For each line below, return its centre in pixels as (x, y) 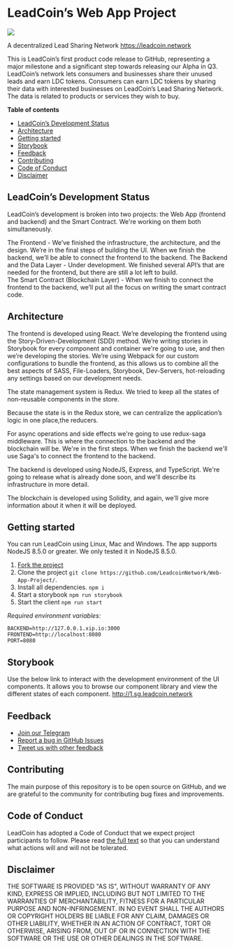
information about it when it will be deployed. (72, 505)
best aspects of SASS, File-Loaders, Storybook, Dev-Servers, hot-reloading (116, 370)
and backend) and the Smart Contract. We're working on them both (104, 221)
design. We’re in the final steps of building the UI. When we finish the (107, 250)
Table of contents (33, 109)
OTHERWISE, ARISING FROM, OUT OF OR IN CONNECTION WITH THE (109, 931)
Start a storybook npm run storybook (70, 595)
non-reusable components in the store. (64, 399)
